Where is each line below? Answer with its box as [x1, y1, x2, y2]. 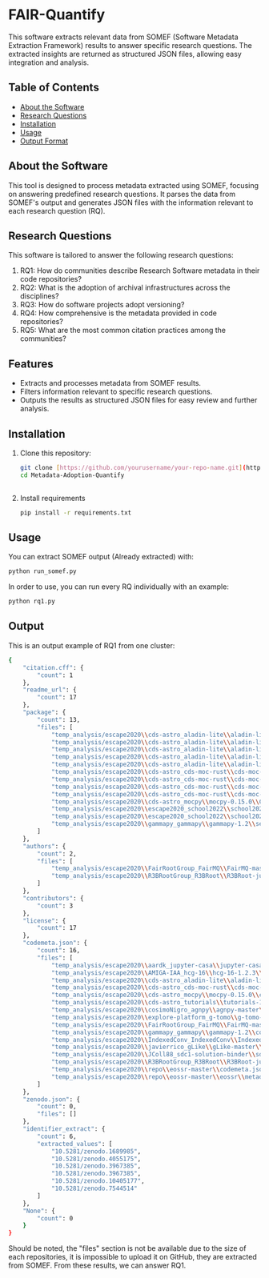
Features [8, 357, 54, 371]
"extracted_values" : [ [37, 1140, 113, 1148]
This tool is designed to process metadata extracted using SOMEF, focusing [8, 180, 259, 190]
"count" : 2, [37, 850, 78, 858]
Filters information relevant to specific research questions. [19, 387, 213, 397]
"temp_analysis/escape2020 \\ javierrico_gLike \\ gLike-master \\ [50, 1043, 263, 1052]
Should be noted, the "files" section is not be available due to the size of [8, 1244, 247, 1253]
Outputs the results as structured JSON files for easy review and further [19, 395, 258, 405]
